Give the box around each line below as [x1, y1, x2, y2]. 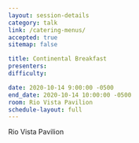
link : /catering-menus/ [8, 26, 86, 34]
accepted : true [8, 33, 58, 42]
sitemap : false [8, 41, 58, 49]
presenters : [8, 62, 47, 71]
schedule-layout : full [8, 105, 82, 114]
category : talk [8, 19, 58, 27]
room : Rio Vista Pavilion [8, 98, 93, 106]
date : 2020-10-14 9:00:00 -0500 [8, 83, 114, 91]
